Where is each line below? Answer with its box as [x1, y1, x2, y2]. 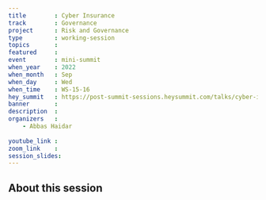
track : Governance [8, 19, 97, 27]
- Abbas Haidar [22, 122, 73, 130]
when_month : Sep [8, 71, 73, 79]
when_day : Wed [8, 78, 73, 86]
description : [8, 108, 59, 116]
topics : [8, 41, 59, 49]
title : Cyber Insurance [8, 11, 115, 20]
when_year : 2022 [8, 63, 77, 71]
